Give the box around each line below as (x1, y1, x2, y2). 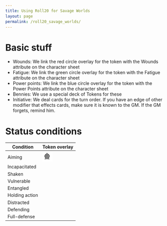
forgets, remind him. (12, 107, 56, 114)
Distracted (7, 199, 30, 206)
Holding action (7, 192, 38, 198)
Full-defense (7, 214, 35, 219)
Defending (7, 206, 30, 212)
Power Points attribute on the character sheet (12, 86, 109, 92)
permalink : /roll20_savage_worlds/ (5, 19, 81, 24)
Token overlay (42, 144, 74, 150)
